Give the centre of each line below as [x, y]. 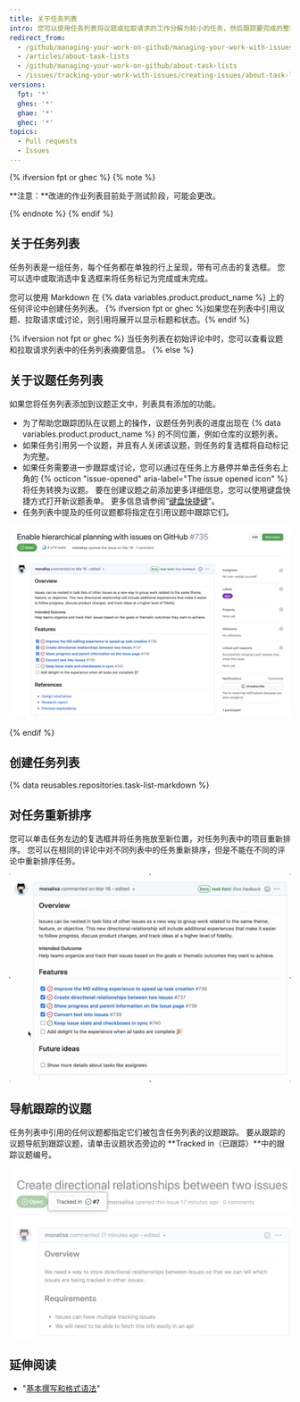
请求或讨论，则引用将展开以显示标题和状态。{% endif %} [145, 319]
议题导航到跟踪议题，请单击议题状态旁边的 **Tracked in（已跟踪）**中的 [143, 1143]
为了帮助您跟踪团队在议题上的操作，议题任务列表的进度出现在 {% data [151, 422]
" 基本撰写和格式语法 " [61, 1388]
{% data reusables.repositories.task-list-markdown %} [109, 785]
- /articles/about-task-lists [73, 57]
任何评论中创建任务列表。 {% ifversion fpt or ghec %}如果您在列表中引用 [143, 308]
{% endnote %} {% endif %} [62, 213]
